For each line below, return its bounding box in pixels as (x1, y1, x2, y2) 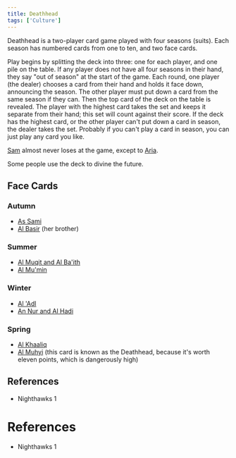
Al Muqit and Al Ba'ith (17, 258, 81, 266)
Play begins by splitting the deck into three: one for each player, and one (7, 57, 218, 66)
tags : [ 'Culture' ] (7, 17, 61, 24)
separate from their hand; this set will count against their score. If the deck (7, 110, 224, 118)
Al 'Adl (17, 299, 37, 307)
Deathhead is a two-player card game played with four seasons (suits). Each (7, 36, 230, 44)
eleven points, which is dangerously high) (17, 355, 139, 364)
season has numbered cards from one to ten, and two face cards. (7, 44, 198, 52)
